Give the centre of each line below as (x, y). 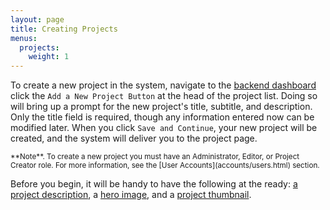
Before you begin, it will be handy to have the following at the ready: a (154, 184)
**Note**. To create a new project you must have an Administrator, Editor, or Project (155, 157)
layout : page (37, 19)
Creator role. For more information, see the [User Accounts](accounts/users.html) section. (165, 166)
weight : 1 (49, 57)
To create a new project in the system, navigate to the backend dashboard (163, 85)
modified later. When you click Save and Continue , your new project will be (164, 128)
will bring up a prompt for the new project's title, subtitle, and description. (161, 107)
